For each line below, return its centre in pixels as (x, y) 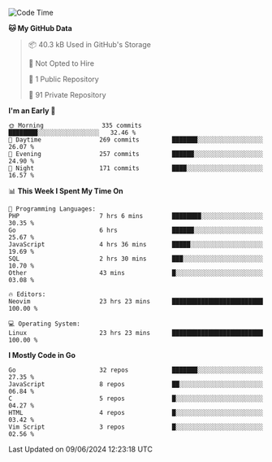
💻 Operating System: (45, 324)
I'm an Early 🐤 (32, 111)
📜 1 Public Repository (63, 79)
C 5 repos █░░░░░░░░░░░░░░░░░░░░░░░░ (136, 399)
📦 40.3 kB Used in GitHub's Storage (90, 44)
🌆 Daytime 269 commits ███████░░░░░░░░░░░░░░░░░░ (136, 140)
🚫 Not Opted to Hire (61, 63)
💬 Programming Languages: (52, 209)
